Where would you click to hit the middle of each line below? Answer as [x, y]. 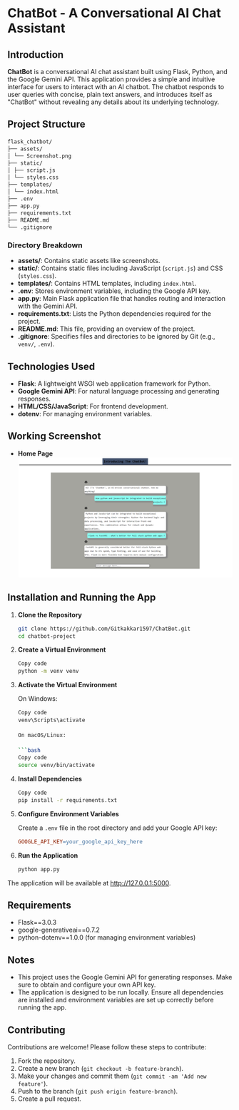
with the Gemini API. [47, 306]
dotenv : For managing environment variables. [85, 413]
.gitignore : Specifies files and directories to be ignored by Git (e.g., [116, 336]
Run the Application [48, 855]
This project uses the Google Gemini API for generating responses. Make [125, 977]
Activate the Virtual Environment [67, 685]
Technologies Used [51, 366]
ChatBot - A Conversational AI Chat [114, 13]
